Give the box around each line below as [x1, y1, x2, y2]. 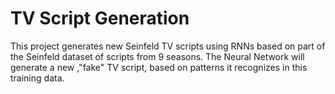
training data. [10, 72, 65, 84]
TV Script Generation [10, 7, 190, 30]
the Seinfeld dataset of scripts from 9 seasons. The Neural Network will [10, 50, 305, 62]
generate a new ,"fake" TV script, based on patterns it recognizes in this [10, 61, 308, 73]
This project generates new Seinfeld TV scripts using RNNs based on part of [10, 40, 326, 52]
